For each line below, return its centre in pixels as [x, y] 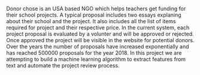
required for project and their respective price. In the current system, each [98, 27]
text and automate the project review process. [63, 65]
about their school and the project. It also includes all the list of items [91, 21]
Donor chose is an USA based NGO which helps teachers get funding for [96, 9]
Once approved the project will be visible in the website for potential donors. [100, 40]
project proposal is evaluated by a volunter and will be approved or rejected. [100, 34]
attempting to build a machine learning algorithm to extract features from [96, 59]
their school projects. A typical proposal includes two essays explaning [94, 15]
